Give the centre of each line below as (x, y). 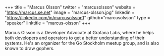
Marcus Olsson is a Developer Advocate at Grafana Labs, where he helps (79, 32)
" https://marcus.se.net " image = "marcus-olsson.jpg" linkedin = (70, 12)
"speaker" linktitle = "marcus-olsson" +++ (48, 23)
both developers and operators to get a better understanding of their (75, 38)
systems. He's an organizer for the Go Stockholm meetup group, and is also (82, 43)
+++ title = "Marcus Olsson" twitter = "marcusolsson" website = (70, 7)
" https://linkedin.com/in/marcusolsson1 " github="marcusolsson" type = (78, 18)
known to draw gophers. (30, 48)
